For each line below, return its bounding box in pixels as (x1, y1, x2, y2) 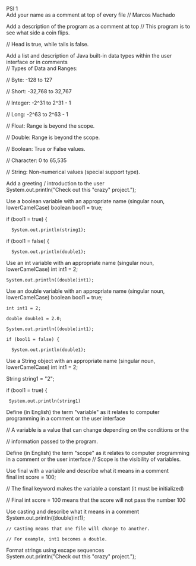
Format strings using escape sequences (6, 546, 105, 554)
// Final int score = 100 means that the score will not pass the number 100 (6, 497, 186, 504)
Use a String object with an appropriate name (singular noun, (6, 358, 156, 364)
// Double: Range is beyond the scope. (6, 134, 100, 141)
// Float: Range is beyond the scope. (6, 122, 95, 129)
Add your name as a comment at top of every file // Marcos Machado (6, 11, 175, 18)
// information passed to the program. (6, 438, 98, 445)
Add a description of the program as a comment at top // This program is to (6, 23, 191, 30)
